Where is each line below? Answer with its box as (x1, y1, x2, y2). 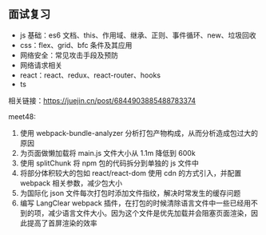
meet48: (8, 111, 36, 121)
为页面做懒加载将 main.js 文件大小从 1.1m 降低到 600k (19, 148, 196, 157)
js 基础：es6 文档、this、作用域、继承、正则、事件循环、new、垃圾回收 (19, 30, 256, 40)
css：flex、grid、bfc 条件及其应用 (19, 40, 133, 50)
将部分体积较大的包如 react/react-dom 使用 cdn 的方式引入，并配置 (19, 168, 242, 177)
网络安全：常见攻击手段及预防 (19, 50, 118, 60)
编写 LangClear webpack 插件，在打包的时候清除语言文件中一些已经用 (19, 198, 252, 208)
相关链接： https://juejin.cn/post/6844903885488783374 (8, 95, 197, 106)
